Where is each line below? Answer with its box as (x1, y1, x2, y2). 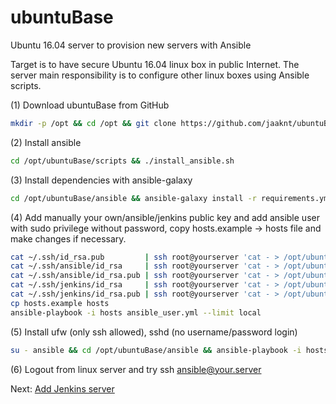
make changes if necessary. (10, 232, 127, 245)
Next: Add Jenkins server (10, 382, 115, 395)
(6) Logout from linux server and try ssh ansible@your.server (10, 363, 262, 375)
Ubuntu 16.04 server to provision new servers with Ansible (10, 39, 252, 51)
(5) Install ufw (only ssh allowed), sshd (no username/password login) (10, 326, 298, 338)
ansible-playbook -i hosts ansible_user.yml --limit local (10, 307, 262, 318)
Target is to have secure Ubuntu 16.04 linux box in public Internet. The (10, 58, 300, 70)
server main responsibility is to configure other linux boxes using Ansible (10, 69, 310, 81)
